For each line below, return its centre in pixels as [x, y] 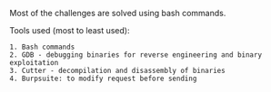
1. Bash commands [42, 47]
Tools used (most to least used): [70, 30]
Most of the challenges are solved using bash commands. [118, 13]
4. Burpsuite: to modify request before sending [103, 78]
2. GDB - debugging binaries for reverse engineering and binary [135, 55]
